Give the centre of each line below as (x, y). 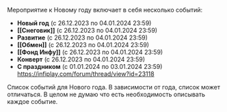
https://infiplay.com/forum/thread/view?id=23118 (86, 74)
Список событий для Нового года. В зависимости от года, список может (114, 87)
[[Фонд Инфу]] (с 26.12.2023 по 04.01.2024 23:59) (90, 52)
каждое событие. (32, 101)
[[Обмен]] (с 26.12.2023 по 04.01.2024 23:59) (83, 45)
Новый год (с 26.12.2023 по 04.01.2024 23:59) (84, 23)
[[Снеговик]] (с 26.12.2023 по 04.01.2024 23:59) (87, 30)
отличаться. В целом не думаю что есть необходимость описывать (106, 94)
